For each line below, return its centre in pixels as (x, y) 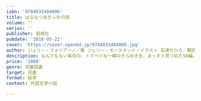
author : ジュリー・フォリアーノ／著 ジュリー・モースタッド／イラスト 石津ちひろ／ (97, 50)
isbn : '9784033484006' (34, 12)
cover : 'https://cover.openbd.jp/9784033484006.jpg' (73, 45)
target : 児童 (22, 72)
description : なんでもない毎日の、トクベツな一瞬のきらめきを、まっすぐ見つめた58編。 (102, 56)
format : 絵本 (22, 78)
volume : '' (20, 23)
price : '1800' (24, 61)
